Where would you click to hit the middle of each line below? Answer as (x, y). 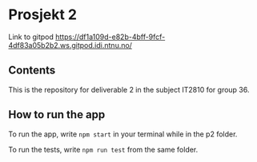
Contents (32, 71)
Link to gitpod (31, 37)
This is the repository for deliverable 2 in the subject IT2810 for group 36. (129, 89)
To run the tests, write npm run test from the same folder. (103, 149)
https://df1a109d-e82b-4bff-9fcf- (110, 37)
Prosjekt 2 (43, 15)
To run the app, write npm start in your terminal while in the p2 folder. (123, 134)
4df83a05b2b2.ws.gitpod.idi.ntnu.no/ (70, 45)
